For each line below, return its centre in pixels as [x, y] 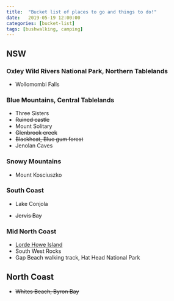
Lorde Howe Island [39, 245]
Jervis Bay [28, 215]
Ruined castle [32, 120]
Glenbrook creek [36, 133]
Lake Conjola [31, 204]
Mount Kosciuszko [38, 175]
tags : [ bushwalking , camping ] [45, 29]
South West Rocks [38, 251]
